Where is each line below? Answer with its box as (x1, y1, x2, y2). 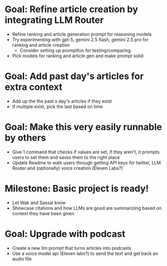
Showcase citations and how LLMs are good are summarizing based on (12, 205, 162, 211)
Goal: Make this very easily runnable (5, 121, 162, 133)
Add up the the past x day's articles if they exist (12, 98, 112, 104)
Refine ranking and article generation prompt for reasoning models (12, 31, 152, 37)
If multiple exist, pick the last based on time (12, 103, 103, 110)
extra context (5, 81, 62, 93)
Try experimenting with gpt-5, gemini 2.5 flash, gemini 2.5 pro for (12, 37, 149, 43)
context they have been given (12, 210, 75, 216)
